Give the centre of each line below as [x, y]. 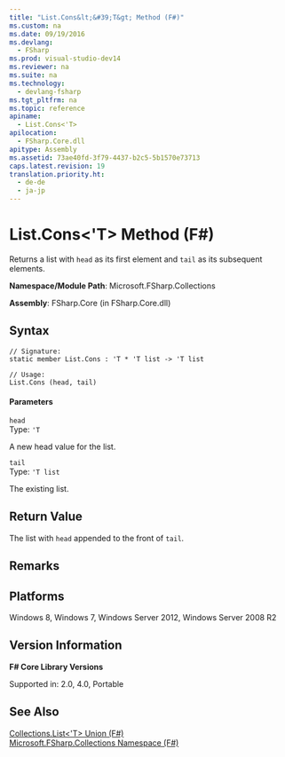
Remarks [35, 566]
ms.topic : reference [47, 108]
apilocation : [33, 133]
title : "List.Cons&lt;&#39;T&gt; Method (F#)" [97, 17]
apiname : [25, 116]
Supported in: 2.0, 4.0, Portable [67, 683]
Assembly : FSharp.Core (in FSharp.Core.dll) [90, 303]
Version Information [66, 646]
